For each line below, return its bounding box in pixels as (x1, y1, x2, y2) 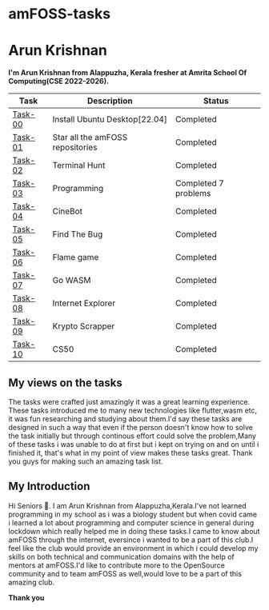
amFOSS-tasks (8, 5, 110, 23)
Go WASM (52, 275, 91, 286)
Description (86, 95, 134, 106)
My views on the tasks (8, 376, 122, 389)
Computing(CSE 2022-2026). (8, 77, 110, 86)
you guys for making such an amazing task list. (8, 457, 163, 466)
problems (175, 188, 211, 199)
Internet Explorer (52, 297, 116, 309)
